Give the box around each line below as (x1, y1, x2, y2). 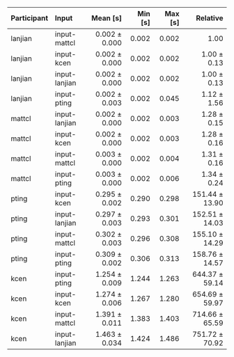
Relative (196, 13, 224, 23)
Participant (10, 13, 49, 23)
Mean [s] (91, 13, 122, 23)
